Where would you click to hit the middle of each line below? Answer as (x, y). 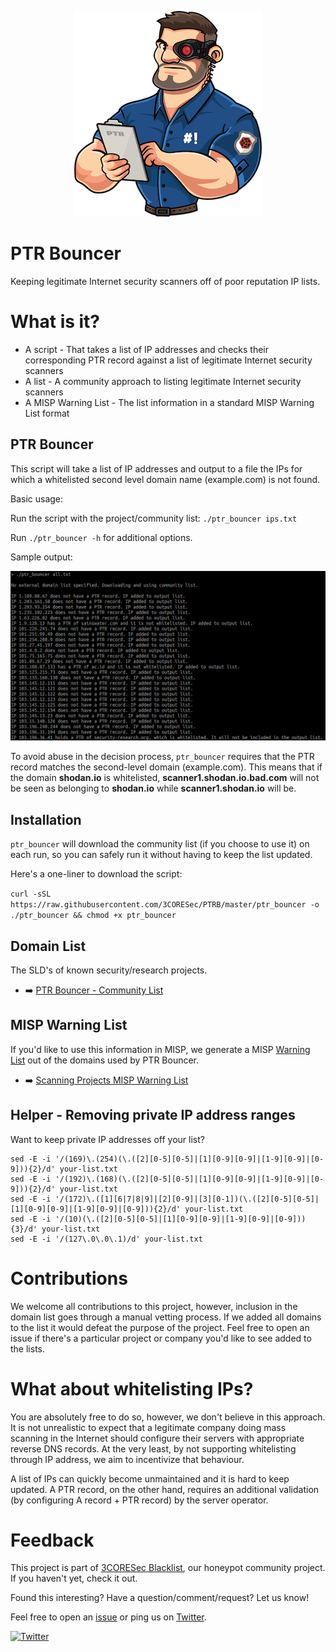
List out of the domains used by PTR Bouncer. (105, 1060)
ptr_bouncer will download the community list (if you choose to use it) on (160, 844)
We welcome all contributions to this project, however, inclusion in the (154, 1306)
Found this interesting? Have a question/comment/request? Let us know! (160, 1598)
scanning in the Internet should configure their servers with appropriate (157, 1438)
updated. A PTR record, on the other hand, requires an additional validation (165, 1489)
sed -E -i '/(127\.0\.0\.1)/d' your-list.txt (106, 1239)
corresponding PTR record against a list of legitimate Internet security (168, 360)
